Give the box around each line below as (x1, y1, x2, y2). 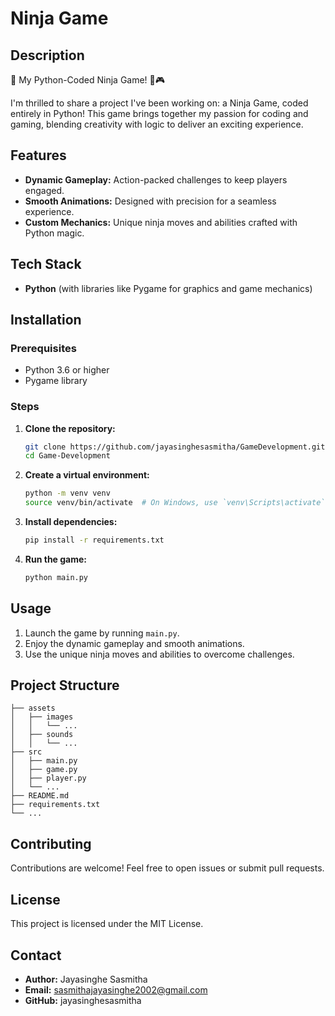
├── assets (10, 703, 56, 714)
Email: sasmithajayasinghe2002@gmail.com (24, 983, 208, 996)
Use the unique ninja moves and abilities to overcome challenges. (24, 648, 295, 660)
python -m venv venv (24, 488, 111, 499)
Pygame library (24, 375, 88, 387)
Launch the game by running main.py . (24, 627, 180, 639)
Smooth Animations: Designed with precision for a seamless (24, 195, 277, 207)
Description (10, 47, 85, 64)
